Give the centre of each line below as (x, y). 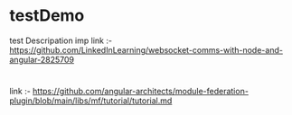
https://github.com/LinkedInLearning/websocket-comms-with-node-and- (146, 49)
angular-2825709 (42, 59)
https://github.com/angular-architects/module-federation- (141, 92)
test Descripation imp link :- (61, 40)
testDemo (47, 16)
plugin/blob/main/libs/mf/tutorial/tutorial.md (91, 101)
